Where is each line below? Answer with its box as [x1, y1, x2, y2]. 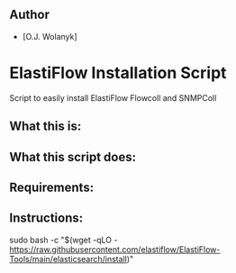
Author [9, 7, 50, 23]
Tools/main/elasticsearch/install [9, 253, 128, 264]
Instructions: [9, 211, 84, 226]
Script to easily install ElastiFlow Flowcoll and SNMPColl [9, 92, 217, 103]
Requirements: [9, 179, 95, 195]
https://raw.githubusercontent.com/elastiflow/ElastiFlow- [9, 243, 221, 255]
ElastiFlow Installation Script [9, 63, 227, 83]
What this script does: [9, 149, 137, 165]
